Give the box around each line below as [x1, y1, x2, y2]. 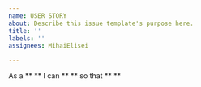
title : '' [8, 27, 42, 35]
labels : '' [8, 34, 45, 43]
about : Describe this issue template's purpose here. [8, 19, 195, 27]
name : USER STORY [8, 11, 67, 20]
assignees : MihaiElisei [8, 42, 89, 50]
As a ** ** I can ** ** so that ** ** [8, 71, 122, 81]
